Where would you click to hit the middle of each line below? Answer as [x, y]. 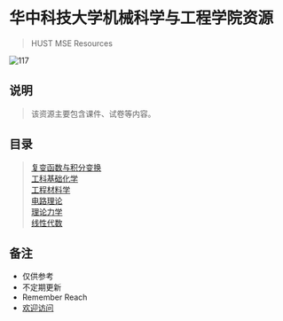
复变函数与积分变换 [66, 167]
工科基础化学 [54, 178]
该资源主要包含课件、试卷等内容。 [93, 114]
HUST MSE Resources [72, 43]
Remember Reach [55, 297]
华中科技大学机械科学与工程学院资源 [141, 18]
